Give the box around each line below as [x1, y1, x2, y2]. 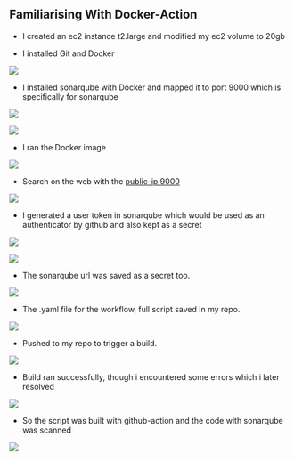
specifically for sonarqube [21, 91, 118, 101]
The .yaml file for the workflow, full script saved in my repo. [21, 303, 241, 314]
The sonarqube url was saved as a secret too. [21, 270, 191, 280]
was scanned [21, 425, 72, 435]
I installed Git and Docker [21, 48, 115, 59]
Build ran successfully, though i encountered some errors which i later [21, 371, 280, 382]
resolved [21, 381, 55, 392]
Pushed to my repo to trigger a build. [21, 337, 158, 348]
